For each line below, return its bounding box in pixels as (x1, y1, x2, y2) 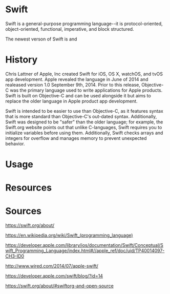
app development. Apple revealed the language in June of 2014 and (5, 76, 148, 82)
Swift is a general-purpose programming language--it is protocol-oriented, (5, 20, 163, 27)
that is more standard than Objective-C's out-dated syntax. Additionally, (5, 113, 157, 119)
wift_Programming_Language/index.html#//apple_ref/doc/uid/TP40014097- (5, 247, 165, 254)
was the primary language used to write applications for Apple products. (10, 87, 163, 93)
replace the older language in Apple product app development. (5, 98, 138, 104)
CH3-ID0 (5, 253, 25, 259)
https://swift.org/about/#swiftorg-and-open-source (5, 283, 114, 289)
